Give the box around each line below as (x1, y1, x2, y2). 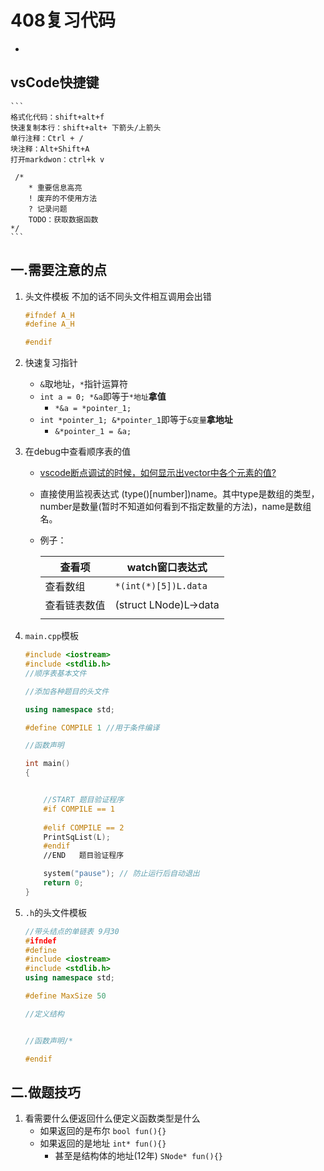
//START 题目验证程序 (43, 795, 125, 805)
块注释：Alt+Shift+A (10, 144, 90, 154)
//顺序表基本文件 (24, 668, 87, 678)
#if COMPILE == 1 (43, 804, 115, 814)
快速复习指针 (24, 357, 78, 369)
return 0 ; (43, 878, 84, 888)
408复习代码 (10, 9, 117, 32)
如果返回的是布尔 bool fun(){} (39, 1125, 167, 1137)
